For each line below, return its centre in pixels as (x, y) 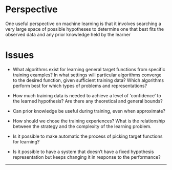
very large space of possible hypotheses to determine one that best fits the (85, 29)
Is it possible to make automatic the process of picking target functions (88, 136)
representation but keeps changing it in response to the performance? (87, 157)
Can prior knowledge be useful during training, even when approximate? (89, 111)
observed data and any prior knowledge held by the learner (68, 34)
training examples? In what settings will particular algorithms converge (87, 75)
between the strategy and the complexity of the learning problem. (82, 126)
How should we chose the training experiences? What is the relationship (89, 121)
